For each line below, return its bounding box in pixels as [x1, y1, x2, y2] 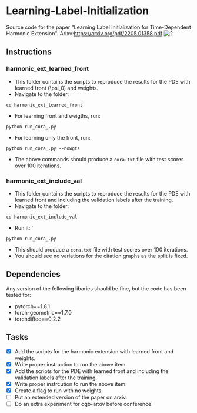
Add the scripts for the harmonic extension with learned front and [14, 348, 173, 355]
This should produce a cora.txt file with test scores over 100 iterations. [14, 246, 188, 253]
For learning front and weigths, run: [14, 112, 101, 119]
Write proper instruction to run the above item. [14, 361, 128, 368]
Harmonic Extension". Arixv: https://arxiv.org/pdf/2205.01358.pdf [6, 29, 163, 37]
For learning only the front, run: [14, 134, 91, 141]
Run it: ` [14, 224, 34, 231]
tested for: [6, 291, 31, 298]
